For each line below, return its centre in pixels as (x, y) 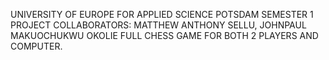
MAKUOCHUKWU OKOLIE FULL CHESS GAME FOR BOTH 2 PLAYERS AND (164, 35)
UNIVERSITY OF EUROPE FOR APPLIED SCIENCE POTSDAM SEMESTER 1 (162, 14)
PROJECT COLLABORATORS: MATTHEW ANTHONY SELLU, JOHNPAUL (158, 25)
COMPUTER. (36, 46)
